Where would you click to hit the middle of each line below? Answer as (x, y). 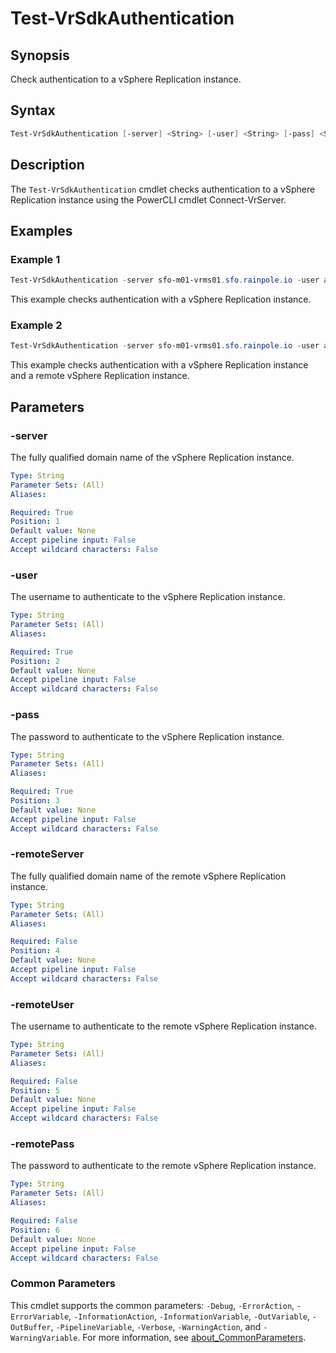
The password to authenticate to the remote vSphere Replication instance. (163, 1166)
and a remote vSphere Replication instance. (100, 376)
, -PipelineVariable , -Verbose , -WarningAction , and (156, 1326)
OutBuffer (31, 1327)
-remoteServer (47, 854)
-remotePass (42, 1144)
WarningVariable (44, 1338)
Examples (41, 230)
